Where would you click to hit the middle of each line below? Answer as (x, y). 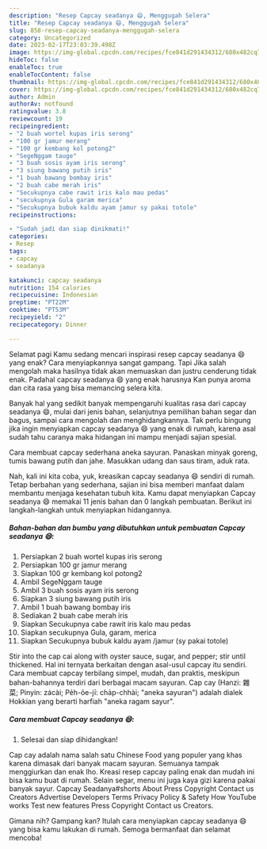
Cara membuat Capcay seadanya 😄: (72, 720)
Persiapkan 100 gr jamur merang (74, 565)
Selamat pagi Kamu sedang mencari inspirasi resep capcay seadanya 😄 (127, 354)
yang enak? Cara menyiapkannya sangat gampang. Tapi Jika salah (118, 363)
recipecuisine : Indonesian (53, 295)
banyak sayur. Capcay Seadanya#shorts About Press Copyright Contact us (132, 788)
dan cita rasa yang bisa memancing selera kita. (86, 388)
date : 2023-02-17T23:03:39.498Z (62, 45)
